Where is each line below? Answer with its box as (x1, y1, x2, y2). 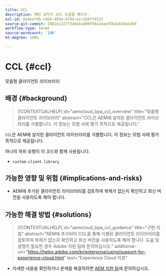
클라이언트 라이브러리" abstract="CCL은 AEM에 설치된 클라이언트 (17, 114, 146, 120)
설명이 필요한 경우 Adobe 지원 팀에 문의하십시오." (17, 243, 114, 250)
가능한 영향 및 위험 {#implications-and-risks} (5, 174, 143, 183)
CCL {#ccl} (5, 61, 52, 72)
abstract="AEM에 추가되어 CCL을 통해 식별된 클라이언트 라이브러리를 (24, 231, 160, 237)
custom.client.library (12, 159, 60, 164)
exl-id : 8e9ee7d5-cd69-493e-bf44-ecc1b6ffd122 (5, 16, 103, 21)
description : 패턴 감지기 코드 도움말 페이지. (5, 12, 90, 17)
